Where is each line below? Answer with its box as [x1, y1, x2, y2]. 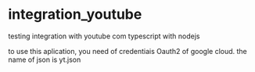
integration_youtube [8, 5, 142, 23]
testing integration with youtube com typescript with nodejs [8, 31, 200, 41]
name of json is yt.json [8, 55, 81, 64]
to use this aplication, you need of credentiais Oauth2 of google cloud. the [8, 46, 248, 56]
